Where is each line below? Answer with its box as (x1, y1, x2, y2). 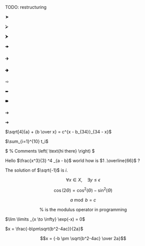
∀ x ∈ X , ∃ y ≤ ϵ (66, 177, 100, 183)
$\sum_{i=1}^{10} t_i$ (5, 138, 48, 144)
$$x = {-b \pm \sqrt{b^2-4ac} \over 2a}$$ (40, 235, 126, 241)
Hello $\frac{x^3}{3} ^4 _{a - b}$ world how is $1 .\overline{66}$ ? (5, 158, 140, 163)
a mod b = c (70, 197, 97, 203)
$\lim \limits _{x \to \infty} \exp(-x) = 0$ (5, 216, 85, 222)
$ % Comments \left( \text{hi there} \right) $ (5, 148, 95, 154)
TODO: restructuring (5, 4, 47, 10)
